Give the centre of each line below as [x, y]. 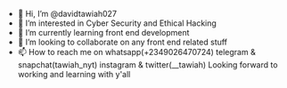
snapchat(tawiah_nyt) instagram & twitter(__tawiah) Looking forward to [148, 65]
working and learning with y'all [74, 74]
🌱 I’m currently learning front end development [103, 32]
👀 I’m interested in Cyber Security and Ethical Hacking [117, 23]
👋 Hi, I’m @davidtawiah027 [67, 14]
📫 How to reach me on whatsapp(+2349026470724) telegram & [136, 52]
